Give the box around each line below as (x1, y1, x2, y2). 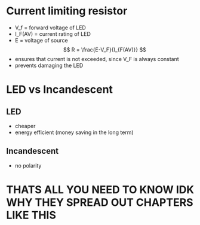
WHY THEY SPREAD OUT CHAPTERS (6, 196, 193, 209)
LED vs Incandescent (6, 83, 113, 96)
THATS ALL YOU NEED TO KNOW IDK (6, 183, 195, 196)
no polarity (14, 162, 42, 169)
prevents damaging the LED (14, 62, 84, 69)
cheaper (14, 122, 36, 129)
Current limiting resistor (6, 4, 128, 18)
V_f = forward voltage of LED (14, 24, 87, 31)
